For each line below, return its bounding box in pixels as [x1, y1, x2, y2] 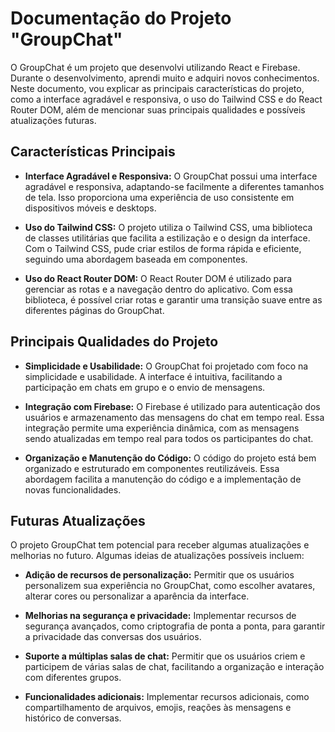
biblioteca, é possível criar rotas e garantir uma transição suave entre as [24, 293, 323, 306]
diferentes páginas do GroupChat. [24, 304, 165, 316]
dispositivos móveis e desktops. [24, 202, 157, 214]
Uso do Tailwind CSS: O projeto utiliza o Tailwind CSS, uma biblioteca [24, 221, 313, 233]
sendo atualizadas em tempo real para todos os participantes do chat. [24, 432, 314, 444]
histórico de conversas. [24, 712, 122, 724]
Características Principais [10, 143, 176, 161]
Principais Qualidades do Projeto [10, 333, 219, 351]
